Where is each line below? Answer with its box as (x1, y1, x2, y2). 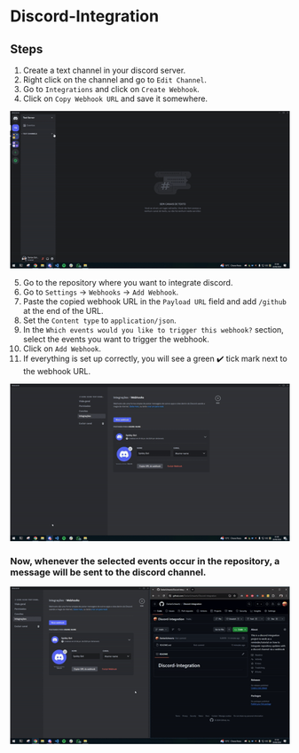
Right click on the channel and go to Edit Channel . (22, 75, 207, 85)
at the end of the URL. (22, 305, 104, 316)
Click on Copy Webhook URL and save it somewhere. (22, 93, 208, 104)
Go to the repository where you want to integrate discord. (22, 277, 233, 287)
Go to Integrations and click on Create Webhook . (22, 84, 201, 94)
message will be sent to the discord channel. (10, 566, 207, 578)
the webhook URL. (22, 365, 91, 376)
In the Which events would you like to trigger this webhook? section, (22, 324, 285, 334)
